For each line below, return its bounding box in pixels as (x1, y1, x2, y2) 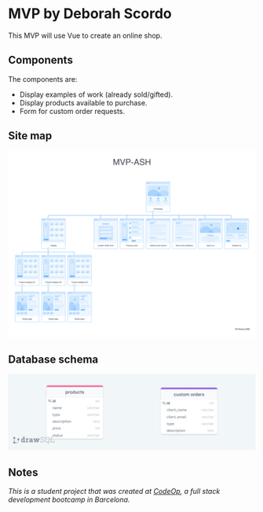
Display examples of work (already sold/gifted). (19, 90, 174, 99)
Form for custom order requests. (19, 106, 126, 116)
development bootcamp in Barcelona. (8, 495, 130, 504)
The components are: (8, 74, 78, 83)
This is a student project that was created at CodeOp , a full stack (8, 487, 221, 496)
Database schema (8, 352, 99, 366)
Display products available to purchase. (19, 98, 148, 107)
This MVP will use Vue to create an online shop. (8, 31, 163, 40)
